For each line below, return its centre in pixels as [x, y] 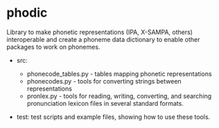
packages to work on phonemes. [53, 47]
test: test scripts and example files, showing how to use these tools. [113, 117]
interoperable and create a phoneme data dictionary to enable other [103, 39]
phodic [27, 13]
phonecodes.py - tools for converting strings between [104, 81]
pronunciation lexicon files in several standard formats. [105, 103]
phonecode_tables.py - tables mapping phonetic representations [119, 74]
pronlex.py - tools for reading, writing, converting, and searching [119, 96]
